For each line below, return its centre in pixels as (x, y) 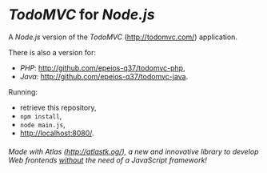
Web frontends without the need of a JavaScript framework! (108, 160)
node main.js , (42, 124)
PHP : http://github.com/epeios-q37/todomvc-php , (102, 68)
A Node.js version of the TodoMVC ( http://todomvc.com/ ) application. (123, 37)
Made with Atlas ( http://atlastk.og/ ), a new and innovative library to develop (133, 151)
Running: (23, 92)
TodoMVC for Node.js (82, 15)
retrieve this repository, (58, 107)
